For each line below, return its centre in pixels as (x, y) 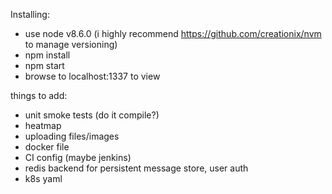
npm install (47, 55)
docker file (47, 147)
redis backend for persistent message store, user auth (136, 168)
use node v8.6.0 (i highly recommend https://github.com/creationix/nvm (173, 33)
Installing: (30, 14)
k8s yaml (43, 178)
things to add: (39, 95)
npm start (44, 65)
